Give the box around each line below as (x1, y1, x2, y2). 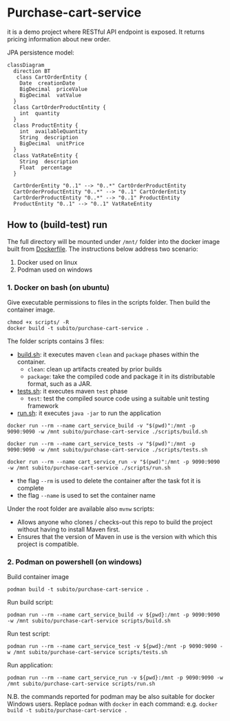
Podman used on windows (17, 265, 93, 274)
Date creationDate (19, 79, 76, 87)
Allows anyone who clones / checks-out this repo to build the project (17, 518, 213, 527)
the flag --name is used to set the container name (17, 491, 156, 500)
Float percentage (19, 164, 72, 171)
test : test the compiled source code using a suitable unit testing (27, 394, 210, 403)
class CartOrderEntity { (16, 74, 88, 81)
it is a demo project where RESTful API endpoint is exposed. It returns (7, 28, 205, 36)
